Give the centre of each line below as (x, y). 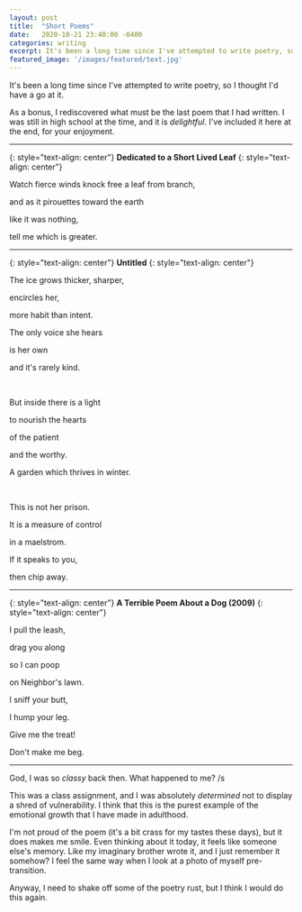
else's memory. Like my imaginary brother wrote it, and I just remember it (145, 851)
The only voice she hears (56, 333)
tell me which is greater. (53, 237)
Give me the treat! (43, 734)
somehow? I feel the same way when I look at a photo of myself (127, 861)
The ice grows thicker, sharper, (67, 280)
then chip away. (39, 577)
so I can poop (35, 665)
